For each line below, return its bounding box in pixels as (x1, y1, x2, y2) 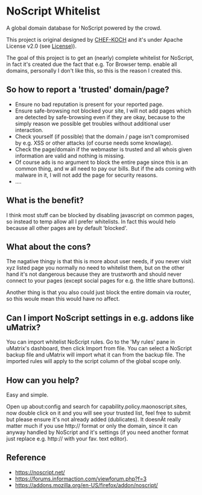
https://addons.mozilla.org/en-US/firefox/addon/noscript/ (14, 481, 159, 488)
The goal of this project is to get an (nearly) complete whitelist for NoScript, (6, 54, 194, 61)
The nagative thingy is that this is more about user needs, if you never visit (6, 258, 192, 265)
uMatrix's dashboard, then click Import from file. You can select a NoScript (6, 345, 192, 352)
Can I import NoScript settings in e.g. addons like (6, 313, 194, 323)
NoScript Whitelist (6, 4, 101, 18)
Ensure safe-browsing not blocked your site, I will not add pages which (14, 107, 192, 114)
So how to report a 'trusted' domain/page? (6, 85, 169, 95)
